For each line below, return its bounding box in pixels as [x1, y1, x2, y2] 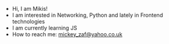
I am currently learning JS [12, 24, 77, 31]
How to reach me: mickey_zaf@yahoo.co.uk [12, 31, 123, 38]
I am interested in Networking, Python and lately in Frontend [12, 11, 164, 19]
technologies [12, 18, 45, 25]
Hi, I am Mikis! [12, 5, 48, 12]
